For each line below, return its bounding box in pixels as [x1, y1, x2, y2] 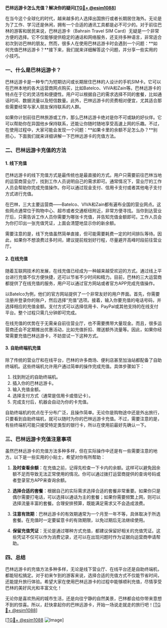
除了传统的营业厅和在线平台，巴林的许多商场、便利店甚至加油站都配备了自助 [5, 357, 162, 363]
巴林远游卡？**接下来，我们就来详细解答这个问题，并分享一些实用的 [18, 47, 158, 52]
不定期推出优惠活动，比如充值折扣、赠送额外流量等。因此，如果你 [22, 326, 158, 332]
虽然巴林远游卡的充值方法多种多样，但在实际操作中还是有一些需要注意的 [5, 448, 153, 454]
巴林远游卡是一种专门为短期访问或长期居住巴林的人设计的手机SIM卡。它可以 [5, 79, 162, 85]
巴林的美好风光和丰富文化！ [5, 585, 62, 591]
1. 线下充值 [5, 160, 27, 166]
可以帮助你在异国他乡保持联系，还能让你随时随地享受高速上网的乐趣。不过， [5, 121, 162, 127]
